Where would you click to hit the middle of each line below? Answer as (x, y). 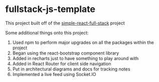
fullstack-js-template (50, 9)
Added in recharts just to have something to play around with (75, 58)
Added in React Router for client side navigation (62, 63)
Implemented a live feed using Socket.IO (54, 74)
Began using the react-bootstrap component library (66, 53)
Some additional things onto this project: (47, 32)
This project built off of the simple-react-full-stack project (65, 23)
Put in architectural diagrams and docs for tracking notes (71, 69)
